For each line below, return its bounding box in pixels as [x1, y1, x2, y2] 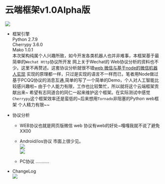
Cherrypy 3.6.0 [12, 41, 43, 47]
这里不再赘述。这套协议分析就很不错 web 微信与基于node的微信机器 [21, 65, 158, 71]
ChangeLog [12, 168, 36, 174]
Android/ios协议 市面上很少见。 [19, 138, 84, 144]
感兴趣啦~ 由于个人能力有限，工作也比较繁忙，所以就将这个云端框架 [16, 83, 155, 89]
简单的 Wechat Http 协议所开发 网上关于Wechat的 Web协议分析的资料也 [12, 58, 155, 64]
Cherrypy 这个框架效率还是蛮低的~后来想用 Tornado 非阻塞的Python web [12, 95, 155, 101]
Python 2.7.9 [12, 36, 38, 42]
